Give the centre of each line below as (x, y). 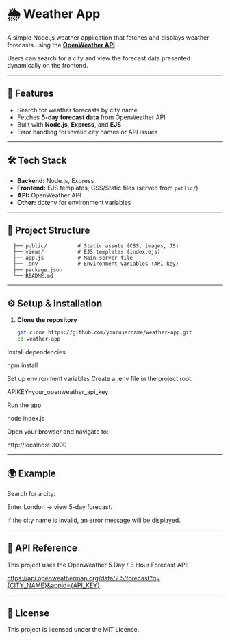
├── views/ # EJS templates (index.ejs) (87, 252)
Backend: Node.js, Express (55, 180)
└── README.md (33, 276)
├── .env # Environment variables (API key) (96, 264)
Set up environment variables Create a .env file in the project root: (100, 378)
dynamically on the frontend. (48, 65)
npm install (23, 365)
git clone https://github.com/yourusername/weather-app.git (104, 333)
